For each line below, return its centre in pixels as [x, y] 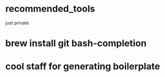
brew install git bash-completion [76, 43]
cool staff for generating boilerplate [83, 67]
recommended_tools [50, 9]
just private [17, 23]
